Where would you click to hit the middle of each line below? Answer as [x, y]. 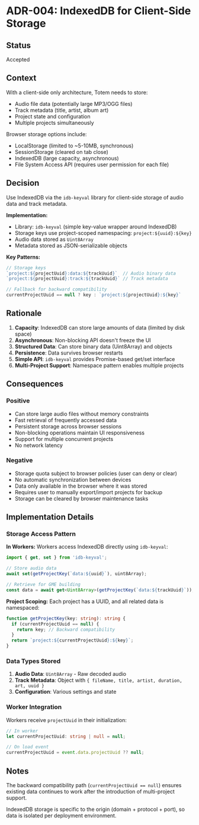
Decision [23, 183]
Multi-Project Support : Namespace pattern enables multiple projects [99, 365]
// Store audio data [32, 568]
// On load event [28, 747]
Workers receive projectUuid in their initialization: [67, 720]
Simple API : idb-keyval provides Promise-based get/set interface [95, 359]
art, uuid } [29, 686]
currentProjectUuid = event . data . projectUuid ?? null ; [75, 753]
